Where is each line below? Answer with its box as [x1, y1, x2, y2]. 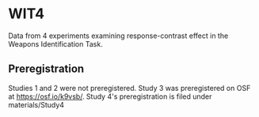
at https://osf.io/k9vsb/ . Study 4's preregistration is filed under [8, 92, 212, 101]
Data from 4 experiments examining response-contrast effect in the [8, 31, 229, 40]
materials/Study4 [8, 100, 65, 109]
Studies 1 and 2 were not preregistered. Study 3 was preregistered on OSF [8, 83, 251, 92]
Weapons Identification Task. [8, 39, 103, 48]
